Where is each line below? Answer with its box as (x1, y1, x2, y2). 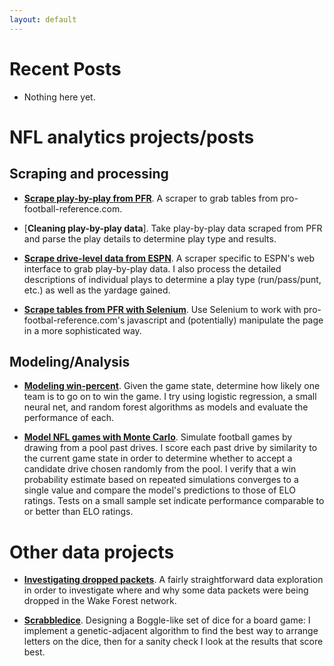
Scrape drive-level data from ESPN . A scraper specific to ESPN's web (23, 252, 316, 264)
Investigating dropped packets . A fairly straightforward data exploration (23, 574, 324, 586)
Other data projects (9, 541, 175, 563)
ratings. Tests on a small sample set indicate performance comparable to (23, 495, 325, 507)
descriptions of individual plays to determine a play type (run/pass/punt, (23, 273, 322, 285)
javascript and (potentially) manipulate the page (127, 314, 324, 326)
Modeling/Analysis (9, 353, 131, 370)
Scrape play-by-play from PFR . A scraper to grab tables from (23, 192, 279, 204)
